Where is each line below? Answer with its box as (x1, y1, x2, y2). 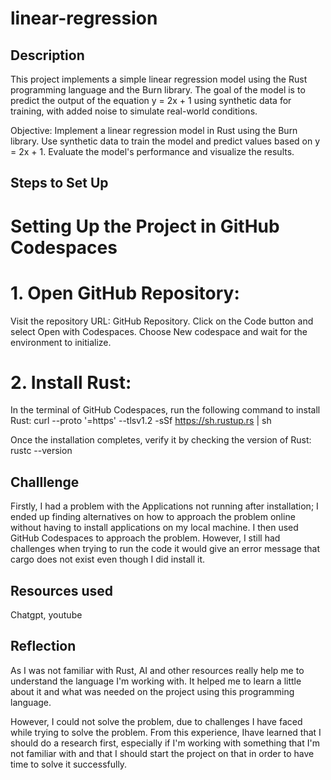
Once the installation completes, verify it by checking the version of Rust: (10, 434, 312, 446)
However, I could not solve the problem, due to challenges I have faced (10, 715, 303, 727)
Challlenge (10, 473, 80, 491)
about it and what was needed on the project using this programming (10, 685, 295, 697)
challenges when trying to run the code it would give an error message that (10, 543, 320, 555)
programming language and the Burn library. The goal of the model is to (10, 84, 306, 96)
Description (10, 47, 85, 64)
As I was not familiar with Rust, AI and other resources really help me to (10, 664, 305, 676)
